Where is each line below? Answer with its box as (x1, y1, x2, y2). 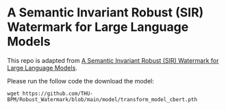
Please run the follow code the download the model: (7, 77, 154, 85)
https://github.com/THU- (22, 90, 94, 97)
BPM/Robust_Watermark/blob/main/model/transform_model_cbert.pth (7, 96, 197, 103)
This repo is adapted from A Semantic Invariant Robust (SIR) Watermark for (7, 56, 219, 64)
